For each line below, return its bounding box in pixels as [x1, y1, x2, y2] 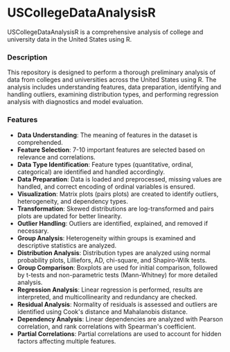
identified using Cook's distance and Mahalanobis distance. [17, 307, 188, 316]
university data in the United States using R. [7, 35, 132, 43]
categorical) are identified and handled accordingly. [17, 168, 165, 176]
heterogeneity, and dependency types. [17, 197, 128, 205]
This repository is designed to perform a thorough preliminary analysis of [7, 68, 216, 77]
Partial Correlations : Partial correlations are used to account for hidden [17, 329, 222, 337]
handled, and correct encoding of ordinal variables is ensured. [17, 182, 195, 191]
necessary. [17, 227, 49, 235]
